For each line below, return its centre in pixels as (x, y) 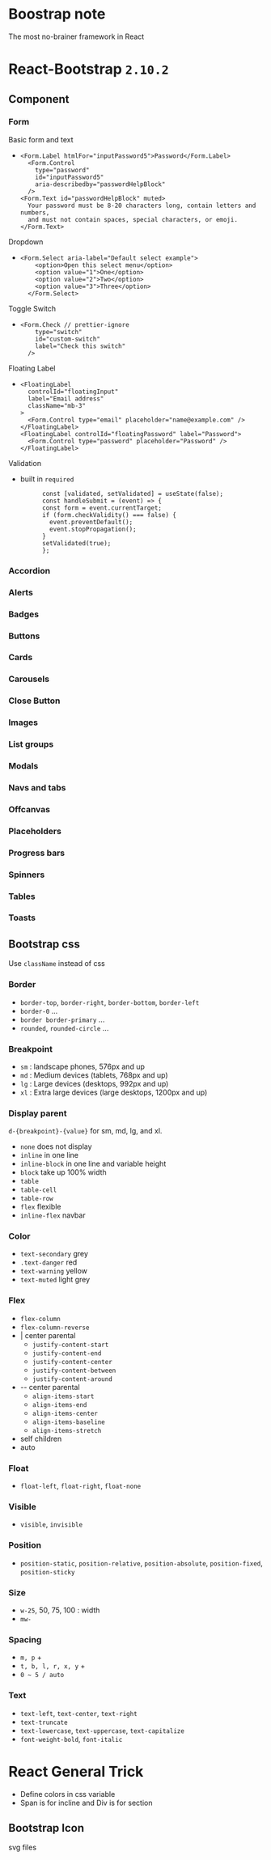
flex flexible (40, 1207)
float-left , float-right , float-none (80, 1486)
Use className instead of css (57, 964)
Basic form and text (41, 139)
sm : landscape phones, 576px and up (83, 1066)
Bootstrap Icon (47, 1828)
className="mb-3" (57, 405)
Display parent (38, 1113)
